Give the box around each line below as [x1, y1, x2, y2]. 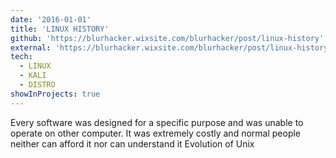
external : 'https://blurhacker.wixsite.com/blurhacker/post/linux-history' [10, 42, 333, 53]
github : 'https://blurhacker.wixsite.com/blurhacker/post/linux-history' [10, 33, 325, 43]
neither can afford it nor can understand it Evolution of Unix [10, 137, 255, 150]
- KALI [19, 71, 47, 81]
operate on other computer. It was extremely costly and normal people [10, 127, 302, 139]
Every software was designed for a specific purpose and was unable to [10, 116, 304, 128]
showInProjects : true [10, 89, 101, 99]
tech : [10, 52, 33, 62]
